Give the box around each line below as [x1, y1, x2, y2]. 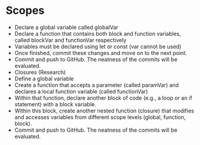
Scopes [5, 4, 45, 18]
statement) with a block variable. [14, 100, 96, 108]
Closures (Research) [14, 68, 66, 76]
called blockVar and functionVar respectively [14, 36, 127, 43]
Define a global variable [14, 75, 74, 82]
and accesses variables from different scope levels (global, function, [14, 113, 186, 121]
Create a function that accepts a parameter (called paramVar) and [14, 81, 179, 88]
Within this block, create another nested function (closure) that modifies [14, 107, 195, 114]
